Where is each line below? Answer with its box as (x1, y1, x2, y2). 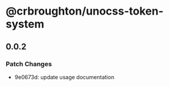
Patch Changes (5, 60, 52, 68)
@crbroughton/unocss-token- (5, 4, 164, 18)
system (5, 17, 45, 31)
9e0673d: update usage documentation (14, 73, 115, 80)
